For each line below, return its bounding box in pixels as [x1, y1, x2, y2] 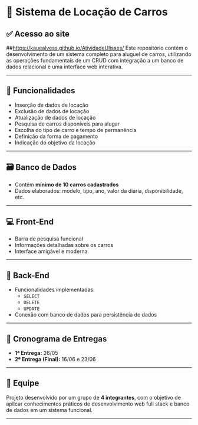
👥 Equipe [6, 378, 39, 388]
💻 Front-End [6, 217, 54, 227]
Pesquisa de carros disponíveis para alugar [14, 120, 120, 127]
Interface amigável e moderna [14, 248, 88, 255]
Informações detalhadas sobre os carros [14, 242, 114, 249]
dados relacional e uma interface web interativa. [6, 63, 123, 70]
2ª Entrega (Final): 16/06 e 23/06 [14, 356, 96, 363]
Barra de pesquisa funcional [14, 235, 84, 242]
